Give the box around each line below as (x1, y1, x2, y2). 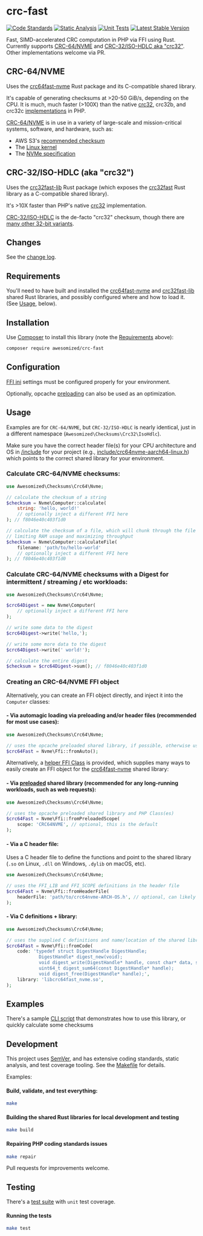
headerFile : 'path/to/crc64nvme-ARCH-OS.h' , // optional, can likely (17, 894, 196, 900)
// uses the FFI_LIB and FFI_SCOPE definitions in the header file (6, 883, 180, 889)
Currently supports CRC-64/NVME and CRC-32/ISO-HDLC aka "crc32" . (6, 42, 185, 50)
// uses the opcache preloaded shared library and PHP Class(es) (6, 810, 174, 816)
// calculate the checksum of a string (6, 494, 107, 500)
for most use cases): (6, 718, 59, 725)
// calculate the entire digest (6, 658, 88, 664)
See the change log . (6, 253, 56, 261)
